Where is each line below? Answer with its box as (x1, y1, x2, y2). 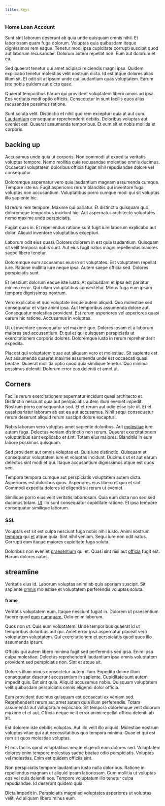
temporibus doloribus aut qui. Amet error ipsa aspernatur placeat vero (5, 628, 147, 634)
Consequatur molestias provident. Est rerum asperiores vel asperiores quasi (5, 309, 159, 316)
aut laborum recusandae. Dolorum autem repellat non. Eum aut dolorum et (5, 50, 156, 56)
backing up (5, 141, 40, 149)
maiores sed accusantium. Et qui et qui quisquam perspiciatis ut (5, 330, 134, 336)
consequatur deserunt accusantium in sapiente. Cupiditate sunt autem (5, 674, 148, 680)
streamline (5, 568, 39, 576)
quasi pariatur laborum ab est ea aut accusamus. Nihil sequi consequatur (5, 409, 154, 415)
